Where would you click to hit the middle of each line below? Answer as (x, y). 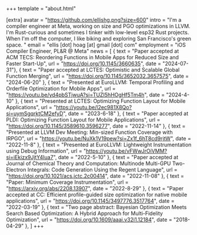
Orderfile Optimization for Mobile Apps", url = (61, 88)
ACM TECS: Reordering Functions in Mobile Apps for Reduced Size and (93, 57)
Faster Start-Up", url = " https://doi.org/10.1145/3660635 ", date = (84, 63)
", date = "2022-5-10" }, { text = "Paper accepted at (116, 157)
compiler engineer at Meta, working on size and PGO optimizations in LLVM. (98, 26)
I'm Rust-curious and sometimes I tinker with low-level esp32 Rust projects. (98, 32)
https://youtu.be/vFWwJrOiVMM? (127, 151)
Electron (16, 169)
